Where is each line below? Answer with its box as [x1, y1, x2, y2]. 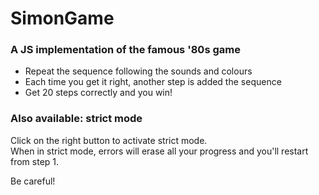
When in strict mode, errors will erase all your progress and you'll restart [10, 145, 309, 157]
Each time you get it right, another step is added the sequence [24, 76, 282, 88]
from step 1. [10, 155, 60, 167]
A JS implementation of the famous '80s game [10, 43, 241, 57]
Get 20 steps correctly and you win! [24, 87, 173, 99]
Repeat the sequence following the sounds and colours [24, 65, 253, 77]
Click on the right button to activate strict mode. [10, 134, 208, 146]
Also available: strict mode [10, 112, 143, 126]
